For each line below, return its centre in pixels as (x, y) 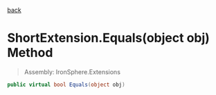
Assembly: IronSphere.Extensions (72, 71)
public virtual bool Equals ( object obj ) (66, 85)
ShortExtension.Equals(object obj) (108, 38)
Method (30, 53)
